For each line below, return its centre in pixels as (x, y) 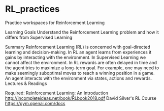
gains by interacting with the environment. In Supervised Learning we (76, 57)
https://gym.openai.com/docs (35, 103)
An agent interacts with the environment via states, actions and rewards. (79, 78)
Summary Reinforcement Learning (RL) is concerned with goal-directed (78, 47)
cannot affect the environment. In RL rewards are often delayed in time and (81, 62)
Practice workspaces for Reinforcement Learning (55, 23)
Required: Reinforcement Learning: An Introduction (57, 93)
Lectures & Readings (26, 83)
